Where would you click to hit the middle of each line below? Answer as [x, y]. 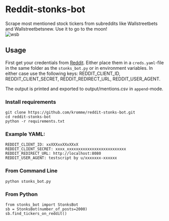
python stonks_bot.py [28, 181]
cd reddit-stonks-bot [28, 117]
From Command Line [31, 171]
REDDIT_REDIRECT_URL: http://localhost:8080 [53, 154]
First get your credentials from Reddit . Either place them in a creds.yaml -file [84, 63]
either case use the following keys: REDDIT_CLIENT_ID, [63, 73]
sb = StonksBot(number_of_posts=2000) [46, 209]
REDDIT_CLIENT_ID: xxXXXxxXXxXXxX [42, 145]
